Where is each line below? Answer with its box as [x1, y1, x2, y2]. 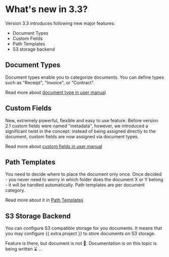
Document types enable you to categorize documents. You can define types [5, 74, 164, 80]
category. [5, 187, 25, 193]
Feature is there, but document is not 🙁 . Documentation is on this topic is [5, 240, 157, 246]
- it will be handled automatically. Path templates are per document [5, 182, 145, 188]
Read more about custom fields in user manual [5, 143, 103, 149]
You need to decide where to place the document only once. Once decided [5, 171, 162, 177]
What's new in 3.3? [5, 4, 88, 15]
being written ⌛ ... [5, 246, 43, 252]
